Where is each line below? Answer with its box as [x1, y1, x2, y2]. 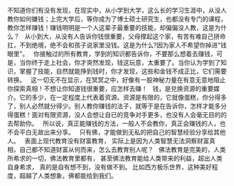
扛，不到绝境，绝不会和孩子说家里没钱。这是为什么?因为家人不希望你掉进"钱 [7, 41, 227, 49]
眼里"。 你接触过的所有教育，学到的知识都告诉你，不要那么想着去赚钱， [7, 49, 217, 58]
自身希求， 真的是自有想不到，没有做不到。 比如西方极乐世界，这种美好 [7, 163, 212, 171]
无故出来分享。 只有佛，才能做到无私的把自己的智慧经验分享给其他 [31, 128, 226, 136]
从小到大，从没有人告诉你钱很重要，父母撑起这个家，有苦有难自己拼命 [24, 32, 226, 40]
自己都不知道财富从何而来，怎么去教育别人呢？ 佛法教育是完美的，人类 [19, 146, 226, 153]
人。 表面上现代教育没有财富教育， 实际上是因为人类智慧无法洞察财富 [7, 137, 210, 145]
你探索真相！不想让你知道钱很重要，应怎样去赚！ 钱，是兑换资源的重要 [7, 84, 214, 93]
